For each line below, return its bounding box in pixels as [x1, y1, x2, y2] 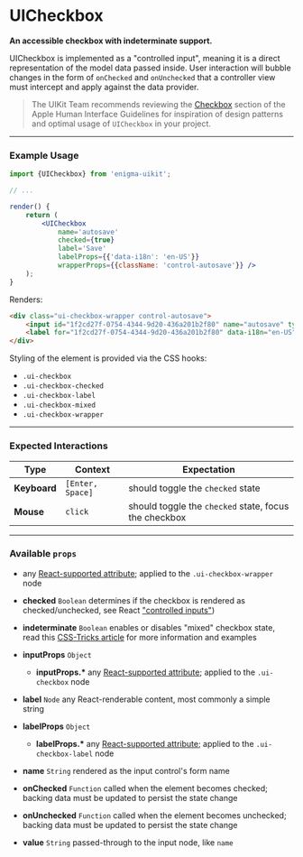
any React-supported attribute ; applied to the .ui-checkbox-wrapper [22, 567, 273, 578]
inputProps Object [22, 649, 92, 659]
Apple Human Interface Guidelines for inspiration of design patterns [31, 108, 284, 119]
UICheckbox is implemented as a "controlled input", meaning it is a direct [9, 52, 280, 63]
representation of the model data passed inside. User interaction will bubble [9, 62, 291, 73]
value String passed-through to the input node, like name [22, 836, 234, 848]
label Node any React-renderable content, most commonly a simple [22, 694, 271, 705]
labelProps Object [22, 721, 91, 732]
